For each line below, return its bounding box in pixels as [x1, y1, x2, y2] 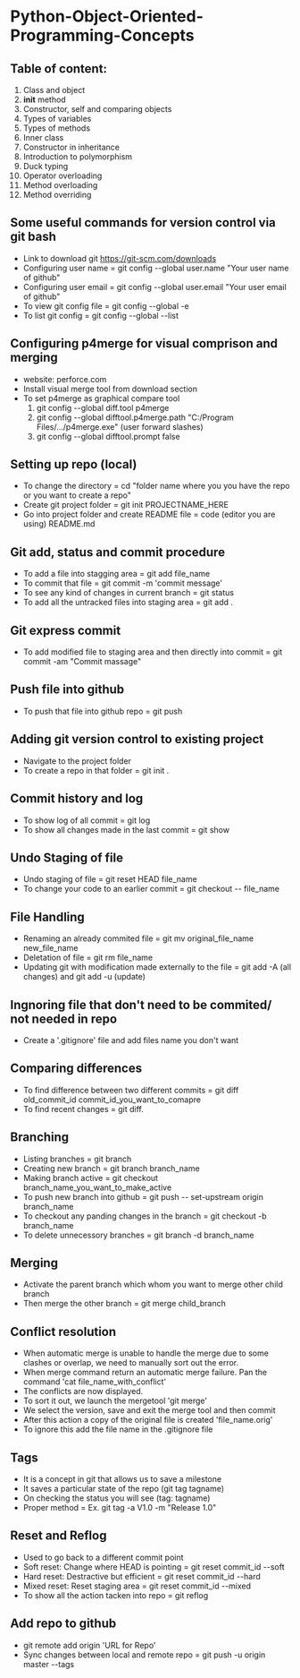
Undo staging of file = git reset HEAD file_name [22, 874, 197, 885]
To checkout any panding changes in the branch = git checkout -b [22, 1211, 267, 1221]
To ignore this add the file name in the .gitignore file [22, 1424, 213, 1434]
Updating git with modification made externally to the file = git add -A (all [22, 962, 292, 972]
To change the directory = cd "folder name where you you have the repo [22, 481, 290, 492]
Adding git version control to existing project [10, 732, 264, 747]
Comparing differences [10, 1061, 142, 1076]
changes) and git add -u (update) [22, 972, 146, 982]
